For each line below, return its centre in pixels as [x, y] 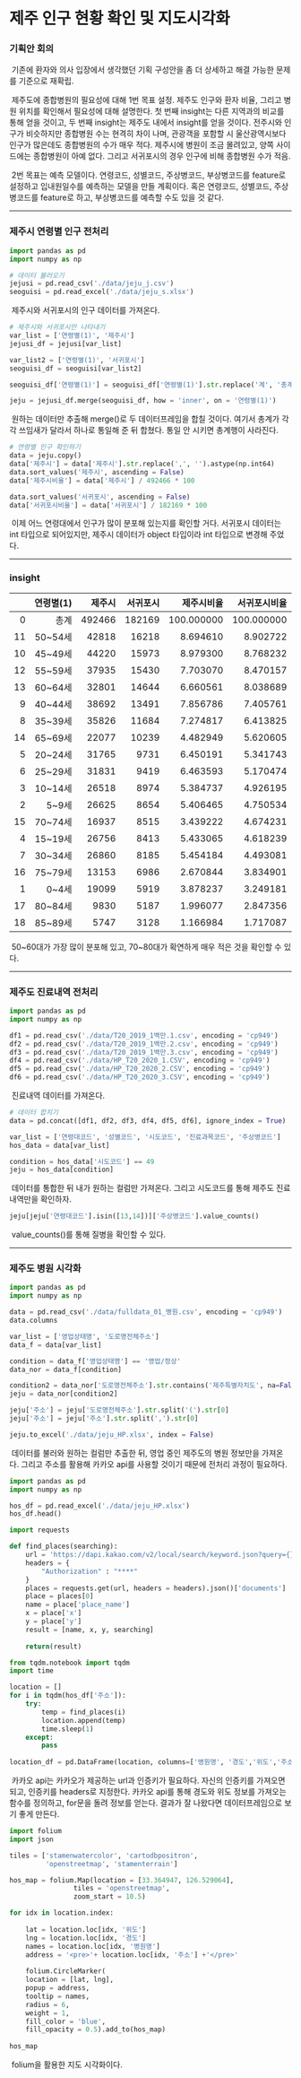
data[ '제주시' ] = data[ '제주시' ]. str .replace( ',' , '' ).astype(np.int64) [142, 464]
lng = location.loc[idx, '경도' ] [86, 1938]
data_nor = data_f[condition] [66, 1369]
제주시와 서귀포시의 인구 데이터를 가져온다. [86, 310]
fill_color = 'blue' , [65, 2021]
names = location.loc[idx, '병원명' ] [93, 1946]
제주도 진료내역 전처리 [54, 992]
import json [31, 1839]
